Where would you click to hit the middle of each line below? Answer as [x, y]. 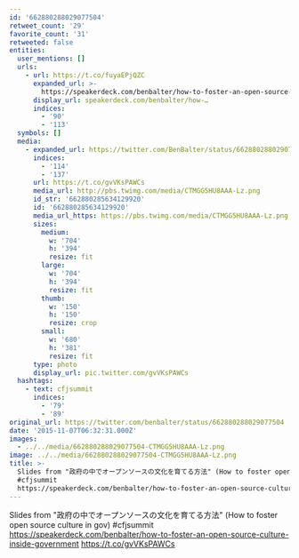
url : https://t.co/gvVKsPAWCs [89, 183]
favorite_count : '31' [49, 34]
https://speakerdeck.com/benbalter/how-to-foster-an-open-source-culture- [149, 534]
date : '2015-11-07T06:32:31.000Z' [73, 430]
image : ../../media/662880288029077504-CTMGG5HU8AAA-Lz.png [123, 455]
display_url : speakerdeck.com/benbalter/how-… [121, 100]
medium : [55, 232]
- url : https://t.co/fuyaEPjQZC [85, 76]
